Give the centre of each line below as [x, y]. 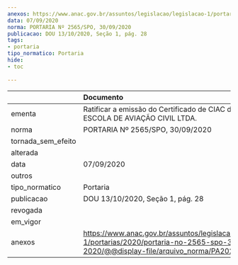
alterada [25, 152]
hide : [15, 60]
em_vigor [26, 222]
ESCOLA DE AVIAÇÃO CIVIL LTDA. [140, 118]
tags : [15, 40]
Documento [103, 97]
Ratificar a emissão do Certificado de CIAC [154, 109]
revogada [27, 210]
